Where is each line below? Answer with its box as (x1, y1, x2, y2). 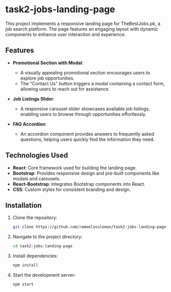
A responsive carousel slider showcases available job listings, (20, 106, 150, 112)
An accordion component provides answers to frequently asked (20, 131, 155, 137)
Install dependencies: (12, 253, 58, 259)
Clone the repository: (12, 214, 58, 221)
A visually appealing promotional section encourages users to (20, 69, 151, 76)
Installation (5, 201, 42, 210)
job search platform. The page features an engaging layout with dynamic (5, 26, 158, 32)
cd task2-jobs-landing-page (12, 244, 72, 249)
